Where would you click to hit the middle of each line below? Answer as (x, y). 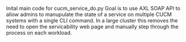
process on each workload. (39, 33)
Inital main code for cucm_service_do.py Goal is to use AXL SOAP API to (93, 8)
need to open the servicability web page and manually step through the (92, 26)
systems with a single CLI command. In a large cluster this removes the (92, 20)
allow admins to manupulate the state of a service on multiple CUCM (89, 14)
